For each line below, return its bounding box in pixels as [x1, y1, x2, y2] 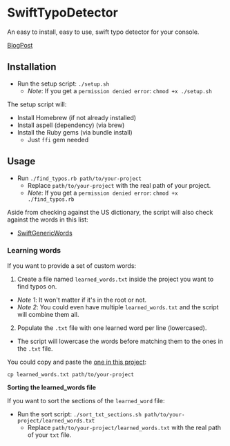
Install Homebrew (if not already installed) [17, 113, 137, 122]
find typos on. [17, 282, 57, 291]
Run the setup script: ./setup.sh [17, 79, 110, 88]
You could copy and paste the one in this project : [7, 358, 147, 366]
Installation [7, 61, 57, 73]
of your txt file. [27, 430, 72, 439]
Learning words [7, 246, 61, 255]
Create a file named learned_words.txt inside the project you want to [17, 275, 214, 283]
